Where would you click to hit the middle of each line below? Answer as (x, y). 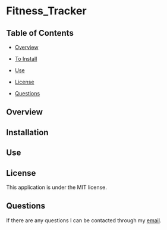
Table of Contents (40, 33)
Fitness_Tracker (47, 11)
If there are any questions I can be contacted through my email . (84, 220)
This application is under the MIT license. (56, 187)
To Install (26, 59)
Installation (27, 132)
